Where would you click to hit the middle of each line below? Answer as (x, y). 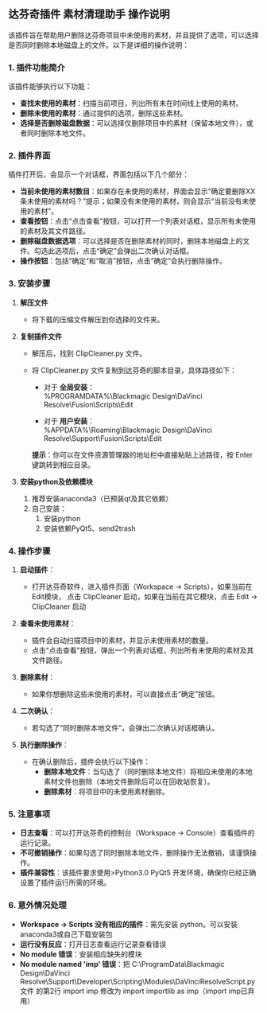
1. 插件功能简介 (37, 68)
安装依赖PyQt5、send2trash (90, 528)
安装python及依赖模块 (56, 481)
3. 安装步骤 (29, 283)
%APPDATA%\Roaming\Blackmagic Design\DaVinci (128, 430)
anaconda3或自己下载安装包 (66, 934)
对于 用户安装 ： (69, 421)
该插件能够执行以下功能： (50, 87)
